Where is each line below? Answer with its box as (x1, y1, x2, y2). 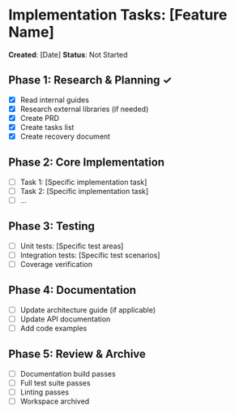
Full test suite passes (19, 377, 91, 387)
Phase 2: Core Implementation (8, 156, 164, 170)
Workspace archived (19, 396, 90, 407)
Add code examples (19, 323, 88, 333)
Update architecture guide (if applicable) (19, 304, 156, 314)
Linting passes (19, 387, 70, 397)
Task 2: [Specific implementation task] (19, 186, 149, 196)
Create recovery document (19, 132, 111, 141)
